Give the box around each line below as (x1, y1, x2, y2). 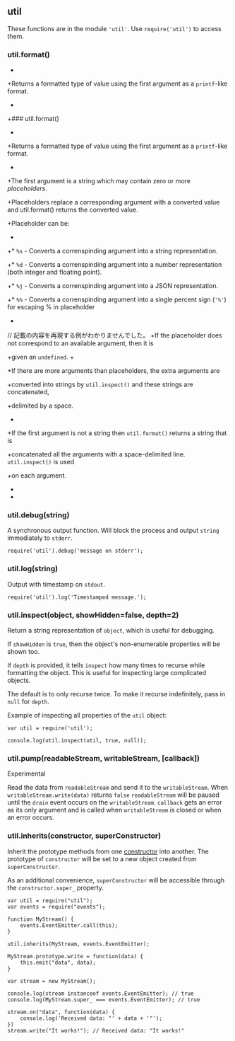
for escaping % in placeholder (7, 303, 95, 311)
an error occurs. (7, 813, 54, 822)
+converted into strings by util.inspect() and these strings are (7, 380, 193, 389)
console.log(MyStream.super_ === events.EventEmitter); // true (7, 996, 200, 1003)
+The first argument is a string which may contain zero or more (7, 177, 191, 185)
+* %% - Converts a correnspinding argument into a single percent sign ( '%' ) (7, 295, 227, 304)
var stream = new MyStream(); (7, 977, 97, 984)
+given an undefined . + (7, 353, 74, 362)
